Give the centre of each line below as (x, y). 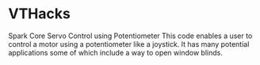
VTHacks (40, 14)
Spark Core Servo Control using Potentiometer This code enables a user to (130, 36)
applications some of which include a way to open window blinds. (116, 52)
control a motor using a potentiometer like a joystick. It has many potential (129, 44)
